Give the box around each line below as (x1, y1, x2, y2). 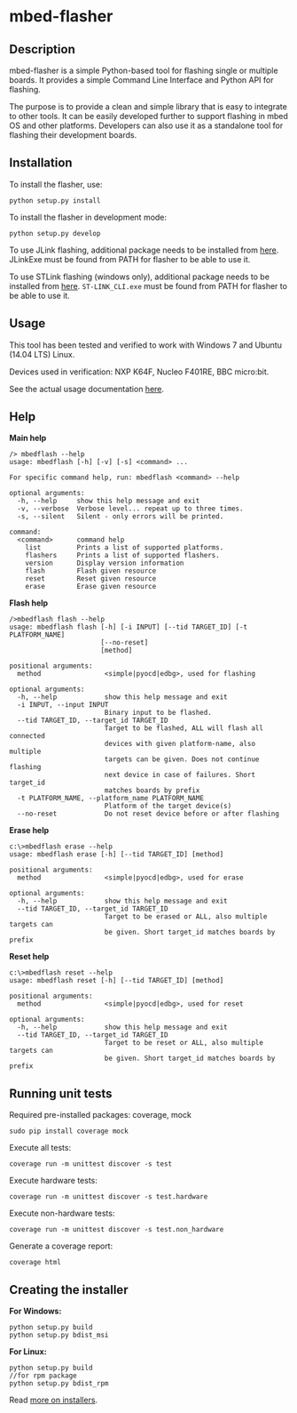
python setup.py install (9, 196, 101, 205)
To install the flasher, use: (9, 179, 104, 189)
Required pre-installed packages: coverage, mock (9, 1110, 192, 1120)
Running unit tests (9, 1086, 113, 1101)
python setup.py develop (9, 229, 101, 237)
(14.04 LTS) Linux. (9, 349, 75, 359)
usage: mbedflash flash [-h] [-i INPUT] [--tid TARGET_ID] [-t (9, 622, 248, 632)
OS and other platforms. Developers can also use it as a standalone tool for (9, 120, 284, 131)
